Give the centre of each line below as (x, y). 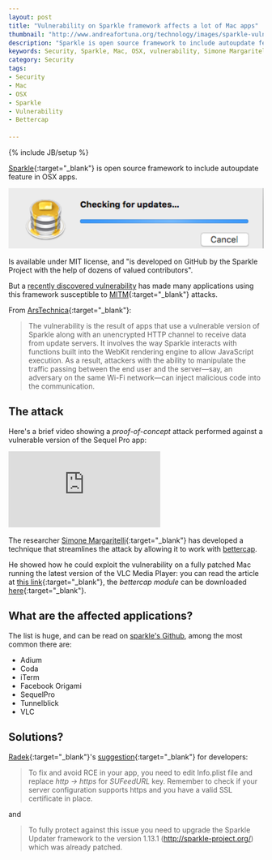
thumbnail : (27, 34)
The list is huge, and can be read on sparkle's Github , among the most (125, 635)
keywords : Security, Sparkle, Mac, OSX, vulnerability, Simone (117, 52)
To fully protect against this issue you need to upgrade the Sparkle (139, 830)
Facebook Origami (51, 686)
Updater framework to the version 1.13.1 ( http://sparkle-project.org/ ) (141, 838)
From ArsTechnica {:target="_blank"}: (70, 310)
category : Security (41, 60)
